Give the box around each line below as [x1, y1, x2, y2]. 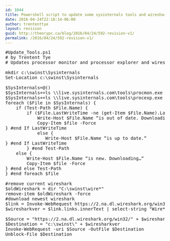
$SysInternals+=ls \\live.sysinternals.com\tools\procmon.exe [5, 89, 163, 95]
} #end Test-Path [26, 145, 70, 151]
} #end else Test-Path [5, 165, 62, 171]
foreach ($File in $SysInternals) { [5, 100, 96, 106]
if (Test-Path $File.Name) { [16, 105, 89, 111]
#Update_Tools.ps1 [5, 49, 51, 55]
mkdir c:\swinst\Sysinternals [5, 69, 80, 75]
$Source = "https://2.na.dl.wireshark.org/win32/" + [5, 216, 139, 222]
